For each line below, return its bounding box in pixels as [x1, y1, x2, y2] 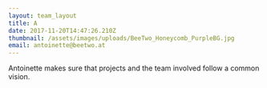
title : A [8, 19, 38, 27]
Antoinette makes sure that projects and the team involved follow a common [8, 63, 260, 73]
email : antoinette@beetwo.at [8, 42, 106, 50]
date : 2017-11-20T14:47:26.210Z [8, 26, 116, 34]
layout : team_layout [8, 11, 78, 20]
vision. [8, 72, 30, 82]
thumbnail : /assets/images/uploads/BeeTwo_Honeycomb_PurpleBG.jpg [8, 34, 235, 42]
